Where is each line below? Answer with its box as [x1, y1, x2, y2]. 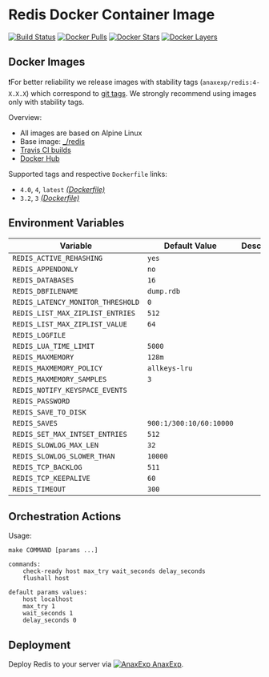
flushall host [22, 575, 70, 583]
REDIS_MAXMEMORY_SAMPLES [12, 375, 107, 383]
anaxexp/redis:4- [202, 78, 260, 86]
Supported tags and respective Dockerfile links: [8, 169, 168, 178]
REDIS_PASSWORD [12, 396, 70, 406]
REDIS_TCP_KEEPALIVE [12, 474, 90, 483]
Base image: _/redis [19, 136, 86, 146]
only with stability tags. [8, 97, 85, 106]
